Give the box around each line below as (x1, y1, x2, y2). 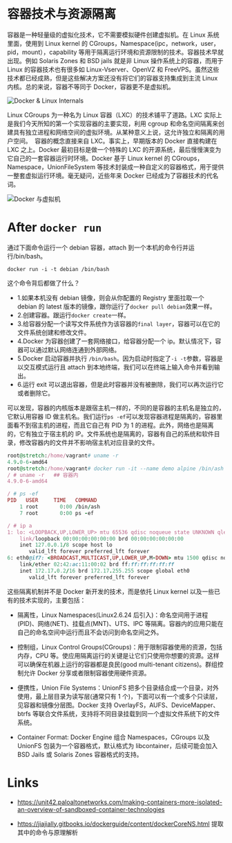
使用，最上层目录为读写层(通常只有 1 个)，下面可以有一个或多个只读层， (17, 692, 222, 700)
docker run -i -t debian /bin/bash (7, 266, 110, 272)
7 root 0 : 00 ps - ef (19, 510, 95, 516)
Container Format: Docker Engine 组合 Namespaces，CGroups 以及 (17, 733, 211, 741)
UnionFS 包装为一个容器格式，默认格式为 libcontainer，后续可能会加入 (17, 741, 218, 749)
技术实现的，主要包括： (19, 596, 86, 604)
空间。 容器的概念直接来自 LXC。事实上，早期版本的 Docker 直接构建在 (12, 137, 217, 145)
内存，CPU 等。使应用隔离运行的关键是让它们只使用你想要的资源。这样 (17, 651, 220, 659)
